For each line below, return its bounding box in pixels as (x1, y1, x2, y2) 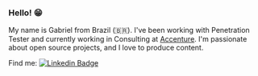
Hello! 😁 (8, 7, 43, 18)
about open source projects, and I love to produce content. (8, 43, 204, 53)
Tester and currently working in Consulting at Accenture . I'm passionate (8, 34, 248, 44)
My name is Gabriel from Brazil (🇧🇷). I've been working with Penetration (8, 26, 250, 35)
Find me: (8, 58, 38, 68)
